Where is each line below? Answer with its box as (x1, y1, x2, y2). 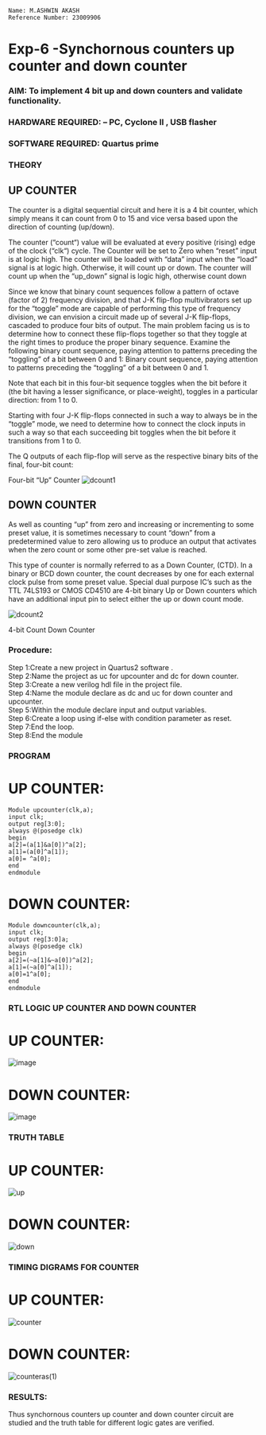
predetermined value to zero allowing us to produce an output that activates (8, 536, 256, 546)
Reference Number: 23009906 (8, 14, 102, 21)
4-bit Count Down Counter (8, 625, 95, 634)
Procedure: (8, 645, 53, 656)
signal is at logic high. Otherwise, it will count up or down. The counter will (8, 263, 252, 272)
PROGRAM (8, 750, 51, 761)
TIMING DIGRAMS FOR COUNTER (8, 1261, 140, 1273)
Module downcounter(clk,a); (8, 921, 102, 930)
